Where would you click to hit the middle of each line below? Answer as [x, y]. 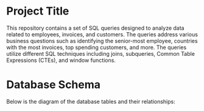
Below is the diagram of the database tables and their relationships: [91, 101]
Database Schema [54, 85]
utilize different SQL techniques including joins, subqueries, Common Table [100, 53]
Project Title [38, 11]
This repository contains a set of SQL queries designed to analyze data [95, 28]
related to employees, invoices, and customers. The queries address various [102, 34]
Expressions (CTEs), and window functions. [61, 60]
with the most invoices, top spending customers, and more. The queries [97, 47]
